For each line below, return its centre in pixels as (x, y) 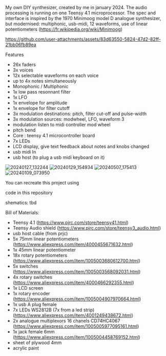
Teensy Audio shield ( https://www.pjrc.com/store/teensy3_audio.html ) (87, 228)
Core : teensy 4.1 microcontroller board (54, 135)
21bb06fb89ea (21, 45)
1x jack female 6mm (34, 332)
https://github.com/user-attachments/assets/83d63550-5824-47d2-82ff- (83, 39)
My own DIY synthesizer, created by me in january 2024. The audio (76, 7)
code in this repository (29, 193)
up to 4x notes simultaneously (45, 81)
